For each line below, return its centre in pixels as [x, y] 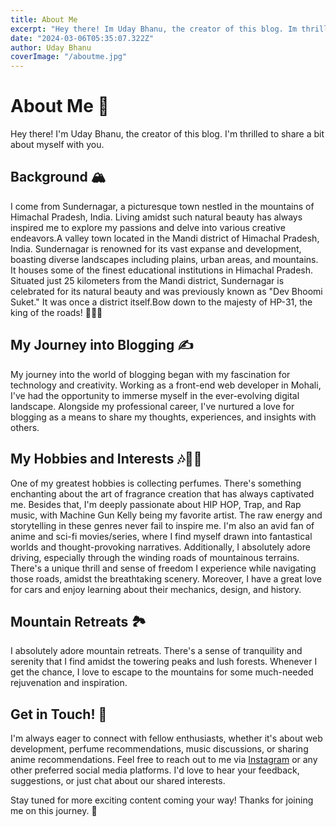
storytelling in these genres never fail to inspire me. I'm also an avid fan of [162, 525]
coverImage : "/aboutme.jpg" [69, 57]
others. [25, 427]
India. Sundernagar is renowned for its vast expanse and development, [156, 248]
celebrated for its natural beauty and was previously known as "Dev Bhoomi [166, 291]
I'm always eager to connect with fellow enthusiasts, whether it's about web [166, 738]
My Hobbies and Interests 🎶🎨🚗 [106, 459]
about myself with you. [57, 145]
